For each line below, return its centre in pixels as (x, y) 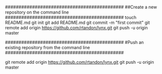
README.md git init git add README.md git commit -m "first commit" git (77, 22)
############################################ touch (71, 17)
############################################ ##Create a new (81, 7)
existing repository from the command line (47, 47)
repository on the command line (37, 12)
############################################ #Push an (74, 42)
